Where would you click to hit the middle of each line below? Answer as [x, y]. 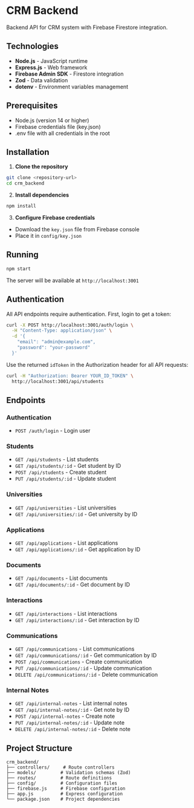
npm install [21, 206]
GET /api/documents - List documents [61, 578]
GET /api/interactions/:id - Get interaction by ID [77, 620]
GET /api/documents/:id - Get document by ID [73, 585]
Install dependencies [42, 195]
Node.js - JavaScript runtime [51, 61]
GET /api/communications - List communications [75, 649]
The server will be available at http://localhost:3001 [73, 280]
